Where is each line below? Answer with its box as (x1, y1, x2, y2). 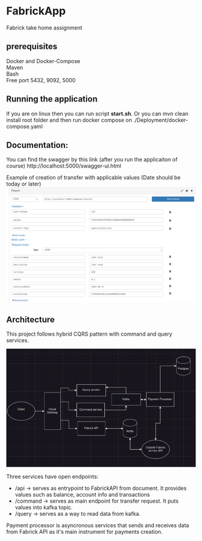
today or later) (6, 180, 41, 187)
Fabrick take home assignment (6, 24, 82, 31)
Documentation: (6, 140, 69, 150)
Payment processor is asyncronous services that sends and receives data (6, 522, 189, 529)
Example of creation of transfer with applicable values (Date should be (6, 174, 181, 181)
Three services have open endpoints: (6, 473, 99, 480)
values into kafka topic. (14, 504, 73, 511)
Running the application (6, 94, 98, 104)
